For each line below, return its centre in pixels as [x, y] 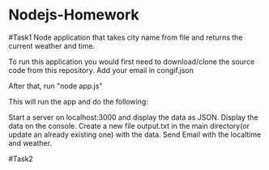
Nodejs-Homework [74, 15]
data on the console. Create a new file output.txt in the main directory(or [129, 125]
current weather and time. [52, 45]
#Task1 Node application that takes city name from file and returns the [126, 37]
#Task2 [21, 159]
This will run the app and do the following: [78, 101]
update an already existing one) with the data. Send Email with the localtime [135, 134]
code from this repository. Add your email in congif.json [101, 70]
